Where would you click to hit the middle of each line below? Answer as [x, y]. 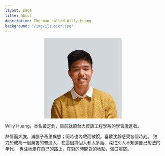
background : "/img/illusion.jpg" [39, 26]
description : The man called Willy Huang [48, 21]
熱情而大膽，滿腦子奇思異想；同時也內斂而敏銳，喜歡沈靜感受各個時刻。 [78, 136]
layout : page [18, 10]
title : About [18, 16]
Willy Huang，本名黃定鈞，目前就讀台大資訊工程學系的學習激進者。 [73, 126]
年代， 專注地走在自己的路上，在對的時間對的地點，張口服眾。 [68, 149]
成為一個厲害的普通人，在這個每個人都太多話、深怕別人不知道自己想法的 [87, 142]
